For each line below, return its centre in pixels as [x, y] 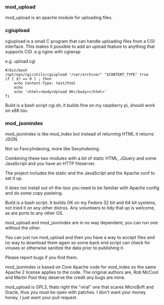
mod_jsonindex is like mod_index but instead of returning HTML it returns [80, 134]
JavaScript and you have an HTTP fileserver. [50, 163]
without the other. [23, 228]
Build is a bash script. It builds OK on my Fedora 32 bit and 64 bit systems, [81, 203]
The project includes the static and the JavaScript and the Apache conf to [80, 173]
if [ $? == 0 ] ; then [28, 79]
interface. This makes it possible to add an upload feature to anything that [80, 46]
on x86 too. [17, 110]
